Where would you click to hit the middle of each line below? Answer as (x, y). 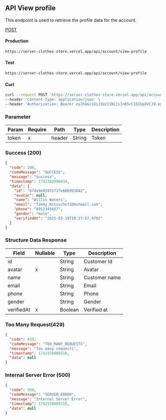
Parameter (18, 117)
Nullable (45, 253)
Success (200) (23, 153)
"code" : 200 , (23, 168)
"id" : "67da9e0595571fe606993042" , (51, 191)
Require (37, 130)
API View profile (30, 8)
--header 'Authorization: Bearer (40, 104)
